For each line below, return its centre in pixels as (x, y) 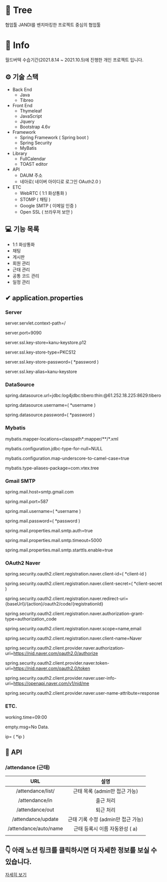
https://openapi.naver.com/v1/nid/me (51, 684)
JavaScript (31, 116)
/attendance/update (35, 819)
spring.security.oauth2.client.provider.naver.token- (57, 663)
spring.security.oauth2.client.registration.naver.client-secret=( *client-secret (84, 583)
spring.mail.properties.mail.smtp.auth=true (49, 531)
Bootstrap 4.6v (35, 127)
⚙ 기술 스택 (22, 77)
